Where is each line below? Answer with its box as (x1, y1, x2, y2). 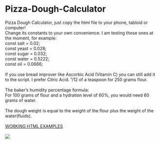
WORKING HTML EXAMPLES (5, 123, 63, 129)
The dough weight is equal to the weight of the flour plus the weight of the (5, 107, 154, 113)
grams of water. (5, 97, 37, 103)
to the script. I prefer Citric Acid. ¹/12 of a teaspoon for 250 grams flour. (5, 77, 148, 82)
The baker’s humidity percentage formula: (5, 87, 89, 93)
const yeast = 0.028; (5, 45, 47, 51)
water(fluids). (5, 113, 32, 119)
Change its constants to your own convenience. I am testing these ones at (5, 30, 154, 36)
